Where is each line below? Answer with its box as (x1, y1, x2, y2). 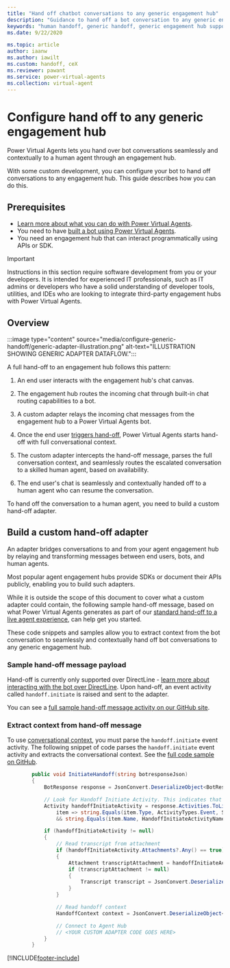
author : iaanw (7, 48, 48, 55)
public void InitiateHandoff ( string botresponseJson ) (31, 771, 188, 778)
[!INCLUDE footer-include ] (7, 954, 80, 963)
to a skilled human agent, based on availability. (16, 465, 149, 473)
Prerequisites (7, 201, 66, 213)
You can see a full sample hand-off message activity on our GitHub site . (7, 704, 210, 712)
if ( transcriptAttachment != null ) (68, 866, 170, 873)
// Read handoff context (55, 904, 127, 911)
